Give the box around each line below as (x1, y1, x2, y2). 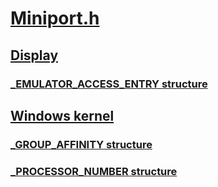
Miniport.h (10, 7, 100, 30)
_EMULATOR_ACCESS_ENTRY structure (10, 77, 208, 91)
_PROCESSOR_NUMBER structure (10, 164, 178, 178)
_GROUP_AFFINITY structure (10, 137, 153, 151)
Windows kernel (10, 107, 115, 124)
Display (10, 47, 59, 64)
